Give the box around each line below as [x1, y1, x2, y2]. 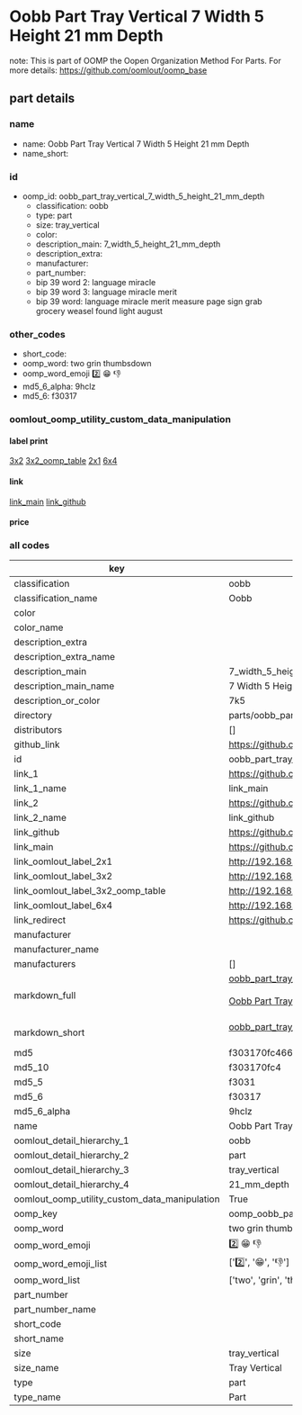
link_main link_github [9, 496, 87, 507]
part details [9, 91, 75, 106]
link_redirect [13, 914, 67, 926]
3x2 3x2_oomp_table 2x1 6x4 [9, 455, 118, 466]
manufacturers [13, 958, 76, 970]
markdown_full [13, 989, 76, 1002]
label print [9, 435, 49, 446]
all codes [9, 539, 50, 552]
